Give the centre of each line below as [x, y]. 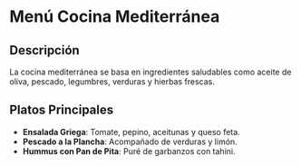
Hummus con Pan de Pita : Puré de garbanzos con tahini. [129, 151]
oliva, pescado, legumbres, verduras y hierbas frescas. [112, 82]
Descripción [44, 50]
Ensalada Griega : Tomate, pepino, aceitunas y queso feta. [131, 132]
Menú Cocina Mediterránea [115, 17]
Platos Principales [62, 110]
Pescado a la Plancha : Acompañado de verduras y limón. [130, 142]
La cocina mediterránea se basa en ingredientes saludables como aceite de [150, 72]
